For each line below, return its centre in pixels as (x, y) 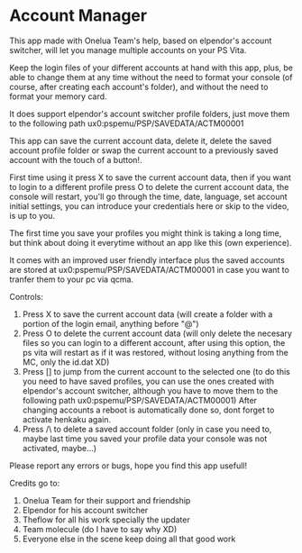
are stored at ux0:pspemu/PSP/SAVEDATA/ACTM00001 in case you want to (150, 269)
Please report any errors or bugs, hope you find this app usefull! (128, 466)
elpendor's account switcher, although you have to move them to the (150, 390)
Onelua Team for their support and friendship (106, 500)
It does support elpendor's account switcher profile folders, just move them (150, 113)
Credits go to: (35, 483)
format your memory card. (58, 96)
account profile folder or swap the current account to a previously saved (144, 150)
